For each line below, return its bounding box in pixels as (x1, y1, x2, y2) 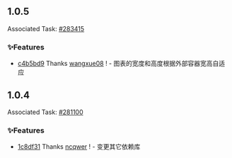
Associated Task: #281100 (7, 108, 83, 116)
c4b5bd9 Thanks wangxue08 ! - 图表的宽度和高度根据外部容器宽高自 (17, 60, 219, 68)
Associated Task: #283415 (7, 24, 85, 33)
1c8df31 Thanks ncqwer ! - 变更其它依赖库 (17, 142, 141, 151)
